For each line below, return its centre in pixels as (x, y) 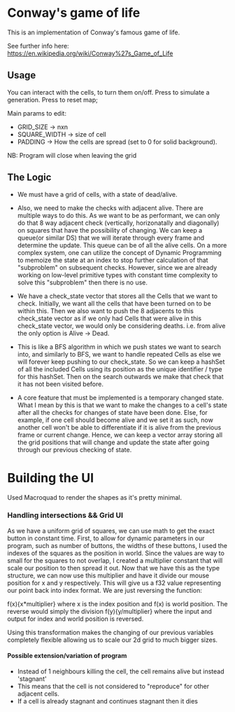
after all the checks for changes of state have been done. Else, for (112, 412)
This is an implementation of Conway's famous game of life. (94, 32)
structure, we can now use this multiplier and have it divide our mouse (108, 575)
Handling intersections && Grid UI (65, 515)
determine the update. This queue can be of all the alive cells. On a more (122, 245)
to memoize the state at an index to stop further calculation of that (113, 260)
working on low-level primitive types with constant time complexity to (117, 275)
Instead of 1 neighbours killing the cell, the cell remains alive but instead (121, 671)
